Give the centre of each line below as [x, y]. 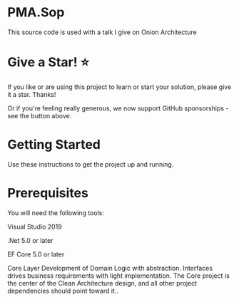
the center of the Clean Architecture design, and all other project [102, 283]
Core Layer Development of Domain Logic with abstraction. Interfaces [110, 268]
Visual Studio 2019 [35, 226]
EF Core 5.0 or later [36, 254]
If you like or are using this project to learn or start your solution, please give [119, 87]
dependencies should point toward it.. [63, 291]
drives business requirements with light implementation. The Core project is [118, 276]
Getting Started [54, 145]
